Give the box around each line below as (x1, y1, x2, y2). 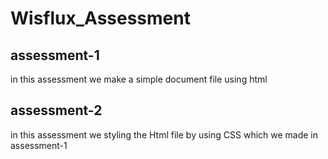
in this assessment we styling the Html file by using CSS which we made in (10, 128, 319, 141)
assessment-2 (10, 102, 103, 119)
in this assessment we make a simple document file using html (10, 73, 268, 85)
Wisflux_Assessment (10, 7, 191, 30)
